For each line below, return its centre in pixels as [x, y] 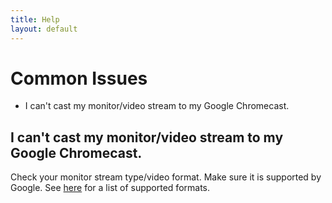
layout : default [44, 29]
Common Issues [79, 78]
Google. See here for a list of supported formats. [110, 188]
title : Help [35, 19]
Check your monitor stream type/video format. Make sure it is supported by [166, 177]
